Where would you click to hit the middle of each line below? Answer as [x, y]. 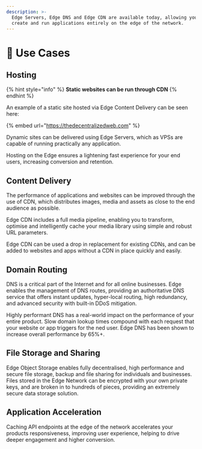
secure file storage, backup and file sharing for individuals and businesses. [99, 374]
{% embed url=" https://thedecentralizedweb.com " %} [73, 126]
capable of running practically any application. [64, 144]
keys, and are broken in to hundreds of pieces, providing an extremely [93, 387]
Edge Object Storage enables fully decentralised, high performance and [95, 368]
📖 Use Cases [38, 53]
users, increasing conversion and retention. [60, 162]
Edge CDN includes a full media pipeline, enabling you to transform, [90, 220]
